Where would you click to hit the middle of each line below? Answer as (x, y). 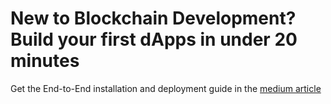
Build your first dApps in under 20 (154, 39)
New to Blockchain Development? (153, 18)
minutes (45, 61)
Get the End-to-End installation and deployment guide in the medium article (166, 88)
